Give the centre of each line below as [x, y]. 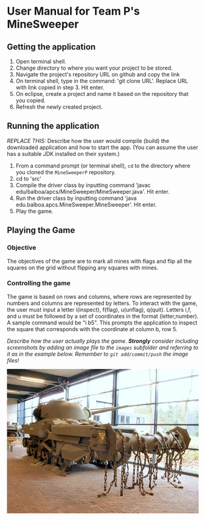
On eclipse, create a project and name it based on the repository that [102, 94]
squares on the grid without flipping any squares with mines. [83, 268]
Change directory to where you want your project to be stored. [94, 68]
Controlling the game [39, 284]
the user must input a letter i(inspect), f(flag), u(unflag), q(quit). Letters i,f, [99, 309]
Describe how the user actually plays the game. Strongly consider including [102, 341]
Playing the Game [41, 230]
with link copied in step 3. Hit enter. [60, 87]
